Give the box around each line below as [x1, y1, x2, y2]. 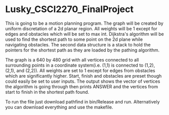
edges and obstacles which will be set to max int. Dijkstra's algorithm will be [5, 31, 164, 37]
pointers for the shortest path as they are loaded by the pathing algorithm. [5, 47, 160, 53]
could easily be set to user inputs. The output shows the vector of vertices [5, 78, 160, 84]
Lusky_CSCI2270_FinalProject [5, 4, 134, 15]
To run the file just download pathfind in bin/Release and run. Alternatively [5, 98, 160, 104]
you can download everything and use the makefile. [5, 104, 113, 110]
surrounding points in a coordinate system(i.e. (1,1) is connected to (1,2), [5, 62, 155, 68]
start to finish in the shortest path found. [5, 89, 90, 95]
